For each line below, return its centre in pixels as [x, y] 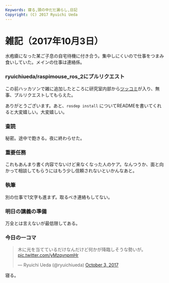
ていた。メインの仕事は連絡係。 [51, 62]
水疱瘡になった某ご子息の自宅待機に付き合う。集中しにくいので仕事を [78, 56]
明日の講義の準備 [26, 211]
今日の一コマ [21, 238]
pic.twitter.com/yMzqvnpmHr [48, 255]
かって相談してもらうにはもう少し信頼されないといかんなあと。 [71, 171]
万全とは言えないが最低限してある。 [43, 223]
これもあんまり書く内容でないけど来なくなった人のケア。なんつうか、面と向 [84, 164]
